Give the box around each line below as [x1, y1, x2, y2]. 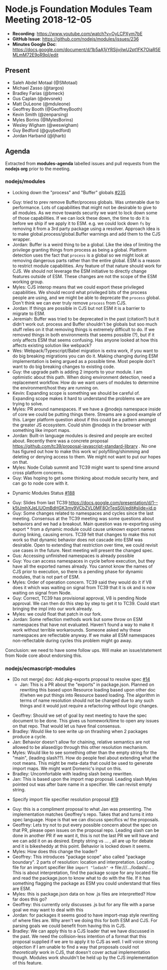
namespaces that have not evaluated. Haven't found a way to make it [12, 622, 154, 628]
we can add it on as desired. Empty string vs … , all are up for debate [12, 838, 154, 844]
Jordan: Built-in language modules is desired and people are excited [12, 432, 153, 438]
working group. [12, 279, 44, 285]
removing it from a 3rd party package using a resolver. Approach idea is [12, 226, 160, 232]
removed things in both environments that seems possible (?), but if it [12, 331, 155, 337]
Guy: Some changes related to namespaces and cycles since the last [12, 510, 154, 516]
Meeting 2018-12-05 [5, 14, 92, 25]
